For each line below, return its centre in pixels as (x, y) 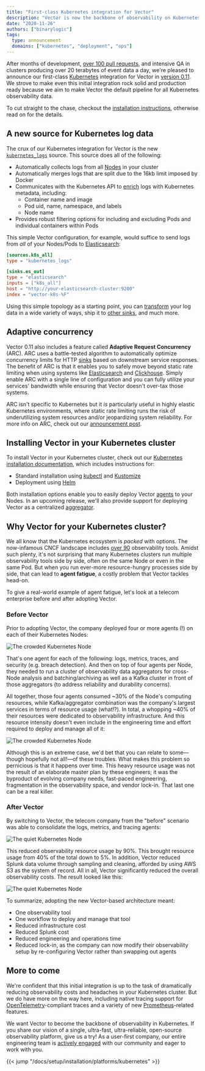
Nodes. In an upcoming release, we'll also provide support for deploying (97, 501)
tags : (13, 35)
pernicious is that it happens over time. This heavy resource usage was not (101, 765)
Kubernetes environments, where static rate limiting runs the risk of (91, 410)
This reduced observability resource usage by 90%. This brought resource (100, 851)
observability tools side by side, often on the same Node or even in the (95, 561)
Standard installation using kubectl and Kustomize (78, 476)
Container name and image (58, 199)
